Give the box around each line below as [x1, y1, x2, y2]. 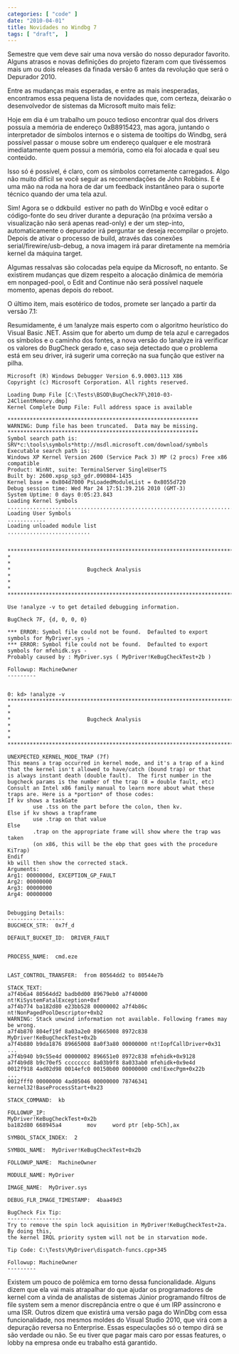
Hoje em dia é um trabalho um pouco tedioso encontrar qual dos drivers [7, 116, 219, 124]
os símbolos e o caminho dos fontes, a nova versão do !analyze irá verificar [7, 336, 229, 345]
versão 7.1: [7, 307, 38, 316]
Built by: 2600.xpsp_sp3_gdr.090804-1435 [7, 472, 132, 480]
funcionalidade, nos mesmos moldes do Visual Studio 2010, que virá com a [7, 1315, 228, 1324]
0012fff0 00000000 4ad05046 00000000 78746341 [7, 1078, 148, 1085]
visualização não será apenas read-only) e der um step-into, [7, 219, 185, 228]
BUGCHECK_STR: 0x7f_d [7, 922, 75, 930]
